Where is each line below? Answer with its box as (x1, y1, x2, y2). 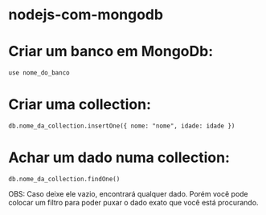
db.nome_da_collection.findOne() (8, 175, 121, 183)
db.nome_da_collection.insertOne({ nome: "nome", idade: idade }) (8, 122, 235, 130)
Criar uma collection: (8, 95, 151, 114)
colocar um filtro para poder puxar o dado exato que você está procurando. (8, 198, 259, 207)
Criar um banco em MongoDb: (8, 43, 214, 61)
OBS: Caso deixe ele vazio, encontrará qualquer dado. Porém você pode (8, 189, 249, 198)
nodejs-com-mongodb (8, 6, 163, 24)
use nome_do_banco (8, 69, 70, 77)
